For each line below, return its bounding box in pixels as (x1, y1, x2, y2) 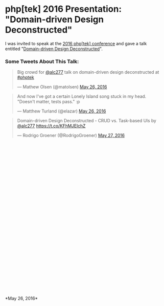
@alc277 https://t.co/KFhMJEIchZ (17, 123, 86, 129)
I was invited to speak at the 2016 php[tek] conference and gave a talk (5, 40, 147, 46)
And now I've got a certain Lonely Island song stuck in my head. (17, 93, 146, 99)
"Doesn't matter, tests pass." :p (17, 99, 80, 105)
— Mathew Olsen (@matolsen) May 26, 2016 (17, 84, 107, 90)
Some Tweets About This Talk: (5, 58, 79, 65)
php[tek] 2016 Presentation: (5, 3, 122, 15)
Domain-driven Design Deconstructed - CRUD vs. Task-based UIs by (17, 118, 157, 124)
